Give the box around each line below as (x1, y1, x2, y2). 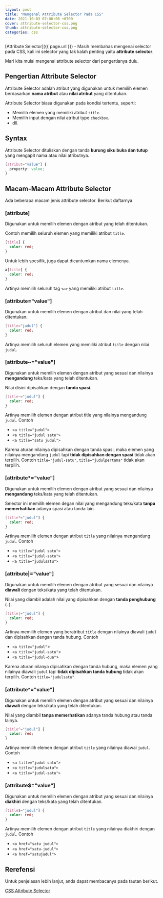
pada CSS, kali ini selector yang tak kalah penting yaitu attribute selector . (5, 49, 154, 54)
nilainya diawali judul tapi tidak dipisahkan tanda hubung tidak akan (5, 669, 144, 674)
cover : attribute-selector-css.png (5, 21, 78, 26)
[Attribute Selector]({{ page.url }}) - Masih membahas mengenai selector (5, 44, 151, 49)
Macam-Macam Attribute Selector (5, 184, 111, 193)
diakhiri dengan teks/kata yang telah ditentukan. (5, 798, 103, 804)
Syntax (5, 134, 27, 143)
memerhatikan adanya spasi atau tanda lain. (5, 505, 95, 511)
